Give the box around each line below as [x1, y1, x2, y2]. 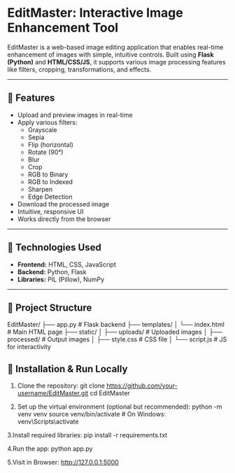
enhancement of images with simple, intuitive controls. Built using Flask [7, 50, 215, 59]
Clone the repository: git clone [17, 381, 105, 390]
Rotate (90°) [27, 148, 64, 156]
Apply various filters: [17, 118, 78, 127]
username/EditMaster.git [17, 389, 89, 397]
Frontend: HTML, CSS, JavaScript [17, 260, 117, 269]
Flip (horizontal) [27, 140, 73, 148]
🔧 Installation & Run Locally [7, 362, 128, 375]
